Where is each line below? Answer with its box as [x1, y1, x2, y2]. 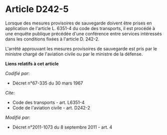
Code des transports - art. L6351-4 [12, 99, 85, 105]
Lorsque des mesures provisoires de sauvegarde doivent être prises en [5, 20, 152, 26]
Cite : [5, 89, 15, 95]
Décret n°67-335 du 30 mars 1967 [12, 80, 83, 86]
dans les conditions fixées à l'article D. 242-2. [5, 36, 100, 42]
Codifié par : [5, 70, 30, 76]
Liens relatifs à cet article [5, 60, 59, 66]
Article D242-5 [5, 3, 69, 15]
